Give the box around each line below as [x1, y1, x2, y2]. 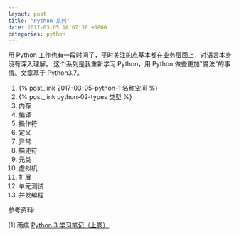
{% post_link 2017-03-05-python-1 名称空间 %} [18, 83, 159, 93]
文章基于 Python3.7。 [20, 68, 84, 77]
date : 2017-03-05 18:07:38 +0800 [8, 24, 107, 31]
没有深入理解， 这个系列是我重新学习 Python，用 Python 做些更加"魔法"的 [8, 60, 225, 68]
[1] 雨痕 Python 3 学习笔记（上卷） [8, 221, 110, 230]
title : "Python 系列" [8, 17, 70, 24]
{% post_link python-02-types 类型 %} [18, 93, 132, 101]
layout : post [8, 10, 47, 18]
